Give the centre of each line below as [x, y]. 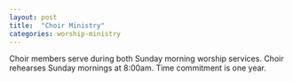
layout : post [33, 17]
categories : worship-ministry [65, 34]
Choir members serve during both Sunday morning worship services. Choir [146, 59]
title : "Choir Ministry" [57, 26]
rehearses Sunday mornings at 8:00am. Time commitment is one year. [138, 68]
